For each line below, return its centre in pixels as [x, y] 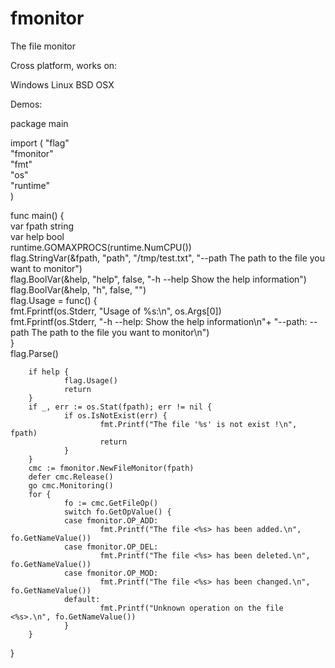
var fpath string [42, 226]
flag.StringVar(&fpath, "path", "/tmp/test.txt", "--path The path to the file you [168, 258]
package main [39, 123]
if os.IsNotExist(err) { [115, 415]
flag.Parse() [34, 353]
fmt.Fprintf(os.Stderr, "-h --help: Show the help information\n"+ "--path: [159, 321]
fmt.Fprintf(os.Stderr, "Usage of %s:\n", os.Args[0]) [116, 311]
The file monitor [43, 46]
